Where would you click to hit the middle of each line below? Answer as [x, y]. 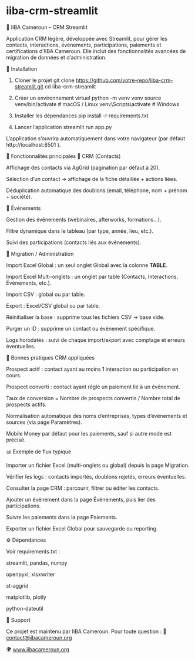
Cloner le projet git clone [44, 80]
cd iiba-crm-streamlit [70, 86]
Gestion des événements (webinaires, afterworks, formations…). [84, 219]
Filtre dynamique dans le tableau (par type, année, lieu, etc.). [80, 230]
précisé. [16, 440]
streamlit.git [29, 86]
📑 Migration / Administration [40, 253]
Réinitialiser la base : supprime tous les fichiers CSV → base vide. [85, 317]
